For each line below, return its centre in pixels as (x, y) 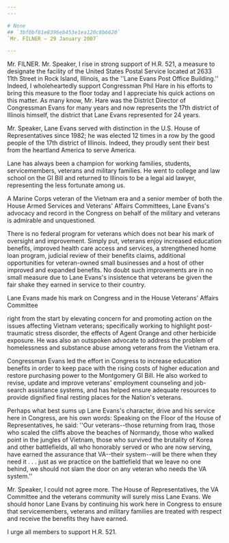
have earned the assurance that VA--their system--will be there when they (112, 455)
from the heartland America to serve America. (72, 150)
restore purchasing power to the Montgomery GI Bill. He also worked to (107, 376)
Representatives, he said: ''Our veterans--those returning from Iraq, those (111, 425)
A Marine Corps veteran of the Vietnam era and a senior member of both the (115, 199)
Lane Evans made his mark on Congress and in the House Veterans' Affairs (113, 298)
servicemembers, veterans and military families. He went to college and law (114, 171)
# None (16, 26)
